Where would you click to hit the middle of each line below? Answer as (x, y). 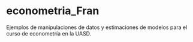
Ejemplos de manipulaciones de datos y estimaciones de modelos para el (97, 27)
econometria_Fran (53, 11)
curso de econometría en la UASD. (49, 33)
